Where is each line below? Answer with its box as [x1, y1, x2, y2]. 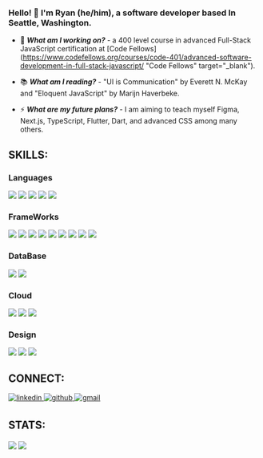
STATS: [8, 419, 46, 432]
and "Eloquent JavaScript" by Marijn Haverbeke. [19, 88, 180, 99]
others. [19, 124, 44, 135]
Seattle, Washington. [8, 17, 92, 28]
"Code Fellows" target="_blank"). [145, 61, 256, 71]
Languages [8, 172, 54, 183]
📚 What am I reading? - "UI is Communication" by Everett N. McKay [19, 77, 248, 87]
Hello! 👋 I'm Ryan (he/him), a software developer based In [8, 7, 237, 18]
